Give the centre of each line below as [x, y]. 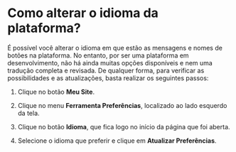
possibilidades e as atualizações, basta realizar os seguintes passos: [108, 78]
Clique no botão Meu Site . [56, 92]
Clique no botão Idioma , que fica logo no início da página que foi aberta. [124, 126]
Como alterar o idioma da [83, 13]
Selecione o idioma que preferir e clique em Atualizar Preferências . [117, 141]
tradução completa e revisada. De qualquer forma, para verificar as [106, 70]
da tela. [29, 113]
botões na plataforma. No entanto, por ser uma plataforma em [98, 55]
